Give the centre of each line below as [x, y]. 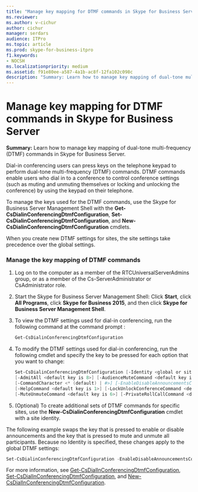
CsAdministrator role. [40, 285]
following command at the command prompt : [70, 327]
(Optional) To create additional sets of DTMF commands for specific [97, 405]
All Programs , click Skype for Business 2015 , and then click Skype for [101, 303]
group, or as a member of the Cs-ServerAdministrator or [83, 279]
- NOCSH [16, 61]
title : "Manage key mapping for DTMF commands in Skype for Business [93, 11]
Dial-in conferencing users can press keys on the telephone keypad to [91, 166]
